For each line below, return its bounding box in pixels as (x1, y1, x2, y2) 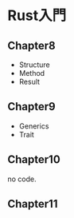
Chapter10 (7, 153, 60, 167)
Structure (18, 60, 50, 69)
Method (18, 69, 45, 77)
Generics (18, 121, 49, 131)
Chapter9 (7, 100, 56, 113)
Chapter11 (7, 197, 58, 211)
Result (18, 77, 41, 86)
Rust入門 (7, 6, 67, 25)
